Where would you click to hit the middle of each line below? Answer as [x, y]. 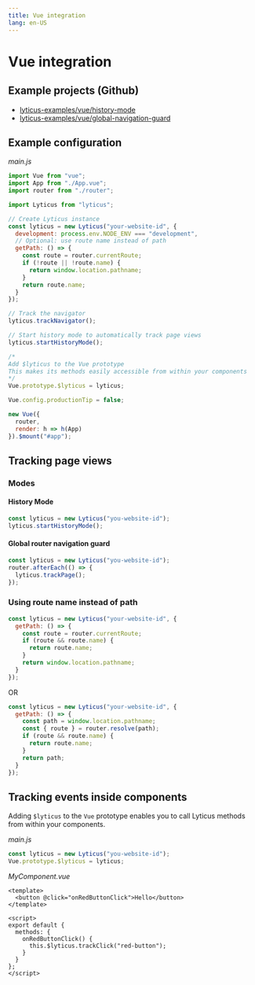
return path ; [44, 758]
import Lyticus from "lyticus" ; [61, 205]
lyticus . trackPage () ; [51, 575]
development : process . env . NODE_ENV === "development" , [107, 234]
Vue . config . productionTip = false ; [66, 400]
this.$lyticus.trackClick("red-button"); [98, 946]
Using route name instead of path [73, 603]
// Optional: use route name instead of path [91, 241]
